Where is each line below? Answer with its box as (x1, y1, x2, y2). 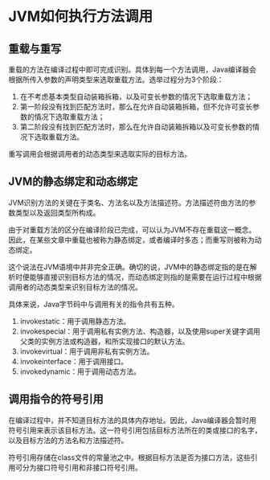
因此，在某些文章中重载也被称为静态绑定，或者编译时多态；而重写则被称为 (8, 235, 255, 244)
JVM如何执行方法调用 (8, 7, 153, 26)
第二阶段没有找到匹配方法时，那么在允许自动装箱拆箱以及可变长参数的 (19, 122, 253, 131)
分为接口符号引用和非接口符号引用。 (22, 462, 142, 472)
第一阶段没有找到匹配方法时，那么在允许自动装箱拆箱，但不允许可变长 (19, 102, 253, 111)
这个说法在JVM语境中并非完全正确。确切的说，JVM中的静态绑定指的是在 (8, 262, 251, 272)
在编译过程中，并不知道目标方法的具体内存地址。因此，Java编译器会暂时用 (8, 415, 257, 425)
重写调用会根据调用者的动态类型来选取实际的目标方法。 (8, 150, 191, 158)
